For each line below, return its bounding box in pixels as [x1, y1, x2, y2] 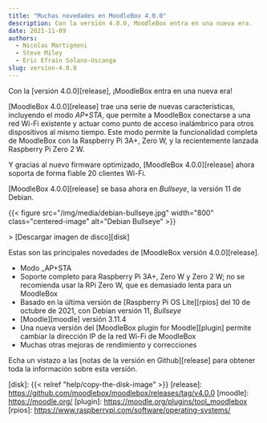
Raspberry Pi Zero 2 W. [8, 144, 85, 153]
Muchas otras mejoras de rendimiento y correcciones [19, 340, 197, 349]
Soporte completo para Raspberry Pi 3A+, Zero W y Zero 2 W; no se [19, 271, 245, 281]
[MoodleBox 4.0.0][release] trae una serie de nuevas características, [8, 101, 236, 111]
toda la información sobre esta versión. [8, 364, 138, 373]
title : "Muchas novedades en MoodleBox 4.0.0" [8, 11, 167, 20]
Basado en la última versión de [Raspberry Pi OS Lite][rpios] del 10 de [19, 297, 251, 307]
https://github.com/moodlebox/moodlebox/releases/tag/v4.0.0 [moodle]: [8, 388, 249, 397]
